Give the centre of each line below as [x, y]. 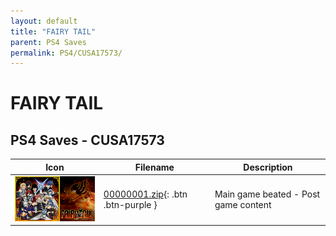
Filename [154, 167]
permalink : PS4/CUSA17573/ [66, 53]
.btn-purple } [130, 205]
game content [243, 205]
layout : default [44, 21]
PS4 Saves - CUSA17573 [87, 140]
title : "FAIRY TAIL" [53, 31]
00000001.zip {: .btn [145, 194]
